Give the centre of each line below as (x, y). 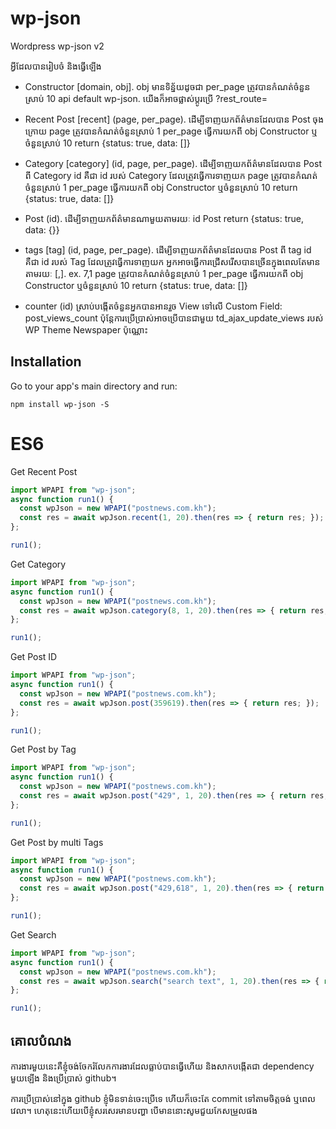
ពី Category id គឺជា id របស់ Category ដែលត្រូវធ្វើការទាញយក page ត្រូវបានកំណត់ (171, 175)
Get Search (33, 934)
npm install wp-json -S (60, 404)
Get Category (38, 564)
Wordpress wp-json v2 (57, 46)
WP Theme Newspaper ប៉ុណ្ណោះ (86, 329)
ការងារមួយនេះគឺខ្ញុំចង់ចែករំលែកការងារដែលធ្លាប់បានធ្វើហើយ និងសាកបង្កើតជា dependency (162, 1066)
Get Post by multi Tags (57, 842)
